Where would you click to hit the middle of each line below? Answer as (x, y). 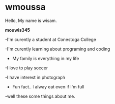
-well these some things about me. (40, 96)
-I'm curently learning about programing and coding (58, 49)
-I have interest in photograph (35, 77)
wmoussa (25, 7)
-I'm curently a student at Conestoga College (51, 39)
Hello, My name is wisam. (31, 21)
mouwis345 (18, 30)
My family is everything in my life (46, 58)
